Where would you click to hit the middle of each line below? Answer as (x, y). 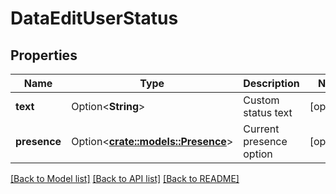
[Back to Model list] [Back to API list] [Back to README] (125, 178)
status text (268, 112)
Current (261, 129)
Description (271, 83)
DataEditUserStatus (94, 18)
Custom (261, 100)
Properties (44, 55)
